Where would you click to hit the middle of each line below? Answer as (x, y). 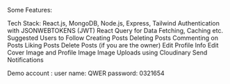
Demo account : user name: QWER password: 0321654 (86, 73)
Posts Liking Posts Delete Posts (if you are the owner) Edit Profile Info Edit (113, 45)
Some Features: (30, 10)
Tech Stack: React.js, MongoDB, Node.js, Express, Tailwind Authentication (114, 23)
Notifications (25, 60)
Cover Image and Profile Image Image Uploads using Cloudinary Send (107, 52)
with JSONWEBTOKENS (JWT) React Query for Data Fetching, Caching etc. (115, 31)
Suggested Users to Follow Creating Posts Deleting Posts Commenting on (113, 38)
